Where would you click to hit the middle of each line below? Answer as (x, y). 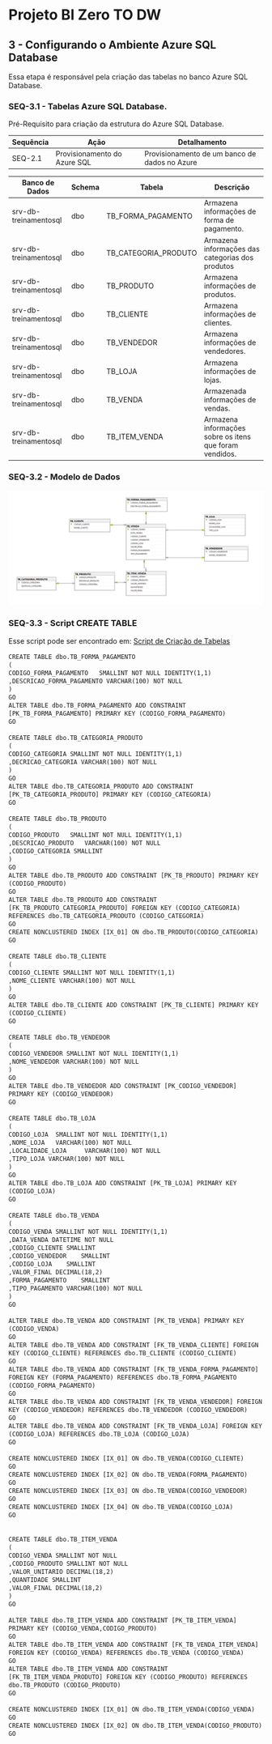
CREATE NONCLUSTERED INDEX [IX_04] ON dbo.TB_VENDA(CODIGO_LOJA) (121, 1507)
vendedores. (225, 351)
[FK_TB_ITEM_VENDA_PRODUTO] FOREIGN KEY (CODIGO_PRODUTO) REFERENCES (128, 1677)
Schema (85, 187)
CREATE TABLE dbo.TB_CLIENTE (57, 956)
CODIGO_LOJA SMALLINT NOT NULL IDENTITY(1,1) (88, 1134)
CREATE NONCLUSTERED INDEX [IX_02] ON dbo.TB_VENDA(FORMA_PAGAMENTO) (128, 1474)
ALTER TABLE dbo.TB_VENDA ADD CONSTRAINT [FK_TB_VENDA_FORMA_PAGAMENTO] (134, 1369)
